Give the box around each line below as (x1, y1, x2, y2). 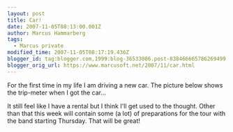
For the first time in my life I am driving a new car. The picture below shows (7, 81, 223, 89)
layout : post (7, 10, 45, 17)
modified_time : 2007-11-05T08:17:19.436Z (7, 49, 130, 56)
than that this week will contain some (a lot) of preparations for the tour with (7, 109, 226, 117)
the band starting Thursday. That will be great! (7, 116, 141, 125)
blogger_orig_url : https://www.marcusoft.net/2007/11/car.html (7, 62, 195, 69)
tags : (7, 36, 23, 43)
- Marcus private (13, 42, 64, 49)
